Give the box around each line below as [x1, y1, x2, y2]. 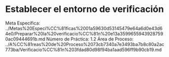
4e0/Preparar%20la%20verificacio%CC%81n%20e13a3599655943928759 [5, 30, 163, 36]
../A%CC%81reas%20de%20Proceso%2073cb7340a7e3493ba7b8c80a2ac [5, 41, 164, 47]
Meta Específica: [5, 20, 40, 26]
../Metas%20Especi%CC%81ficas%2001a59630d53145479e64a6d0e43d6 [5, 25, 163, 31]
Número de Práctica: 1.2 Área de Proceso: [46, 36, 134, 42]
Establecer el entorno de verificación [5, 3, 164, 15]
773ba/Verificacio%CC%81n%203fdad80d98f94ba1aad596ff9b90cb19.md [5, 46, 162, 52]
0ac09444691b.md [5, 36, 46, 42]
